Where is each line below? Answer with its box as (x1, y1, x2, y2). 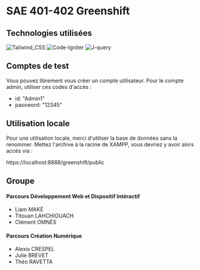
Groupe (6, 176, 35, 186)
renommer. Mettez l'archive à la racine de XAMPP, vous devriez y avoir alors (6, 140, 194, 148)
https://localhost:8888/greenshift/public (6, 158, 104, 165)
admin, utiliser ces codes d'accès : (6, 83, 92, 90)
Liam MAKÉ (14, 206, 44, 213)
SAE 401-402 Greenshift (6, 4, 130, 18)
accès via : (6, 147, 33, 154)
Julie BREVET (14, 252, 49, 259)
